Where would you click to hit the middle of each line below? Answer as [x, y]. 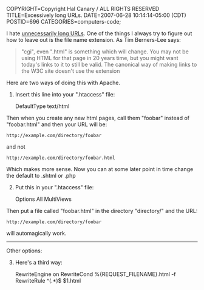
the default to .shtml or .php [41, 176]
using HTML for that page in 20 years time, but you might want [100, 58]
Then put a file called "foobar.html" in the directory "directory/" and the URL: [102, 211]
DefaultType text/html [42, 106]
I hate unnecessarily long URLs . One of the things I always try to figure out [99, 33]
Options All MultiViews [43, 199]
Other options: [24, 251]
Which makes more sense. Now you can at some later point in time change [100, 169]
